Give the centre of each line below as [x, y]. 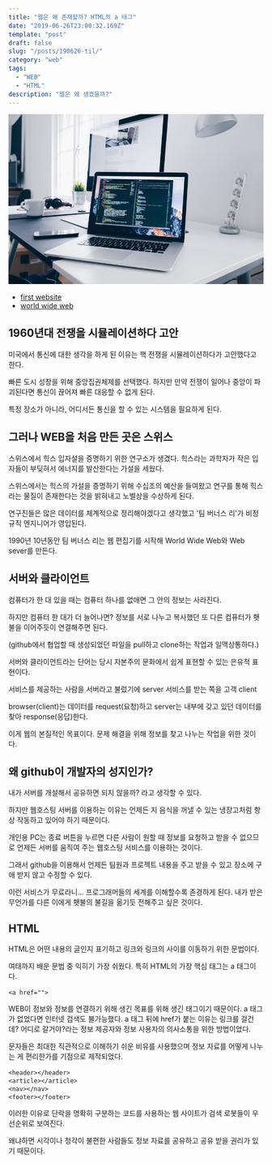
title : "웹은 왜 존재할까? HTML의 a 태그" [72, 17]
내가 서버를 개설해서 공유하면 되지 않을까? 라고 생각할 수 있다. [105, 793]
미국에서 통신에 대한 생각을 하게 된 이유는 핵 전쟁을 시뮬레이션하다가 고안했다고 [133, 354]
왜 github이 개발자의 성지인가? [81, 771]
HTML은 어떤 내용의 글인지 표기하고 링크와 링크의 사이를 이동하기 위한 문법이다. [134, 949]
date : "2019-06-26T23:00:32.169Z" [67, 26]
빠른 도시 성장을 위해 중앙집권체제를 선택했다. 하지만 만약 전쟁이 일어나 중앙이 [130, 381]
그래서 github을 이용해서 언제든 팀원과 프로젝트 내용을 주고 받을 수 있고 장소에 [131, 865]
